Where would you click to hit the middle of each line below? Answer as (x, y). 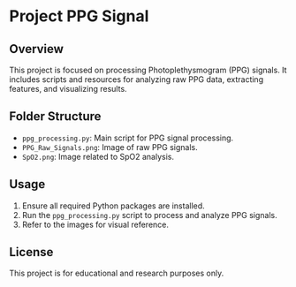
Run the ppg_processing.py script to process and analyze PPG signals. (150, 215)
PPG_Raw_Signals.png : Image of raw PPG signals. (110, 147)
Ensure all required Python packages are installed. (113, 206)
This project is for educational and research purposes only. (117, 273)
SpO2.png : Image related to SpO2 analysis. (98, 156)
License (31, 252)
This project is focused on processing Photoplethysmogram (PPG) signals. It (148, 70)
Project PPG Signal (79, 16)
